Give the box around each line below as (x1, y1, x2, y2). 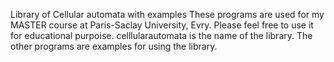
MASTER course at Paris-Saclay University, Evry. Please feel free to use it (10, 19, 314, 31)
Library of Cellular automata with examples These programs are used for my (10, 9, 325, 20)
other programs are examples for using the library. (10, 40, 218, 52)
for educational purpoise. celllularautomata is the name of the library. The (10, 30, 313, 41)
